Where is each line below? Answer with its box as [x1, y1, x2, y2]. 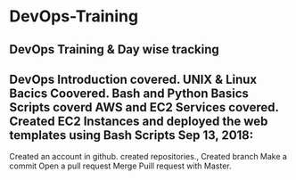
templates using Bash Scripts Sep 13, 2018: [9, 127, 254, 143]
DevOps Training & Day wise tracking [9, 42, 220, 57]
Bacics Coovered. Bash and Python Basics [9, 86, 250, 101]
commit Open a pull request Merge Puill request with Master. [9, 160, 232, 171]
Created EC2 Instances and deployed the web [9, 113, 268, 128]
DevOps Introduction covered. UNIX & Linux [9, 71, 258, 86]
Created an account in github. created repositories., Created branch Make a [9, 151, 288, 162]
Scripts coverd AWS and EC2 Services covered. [9, 100, 279, 115]
